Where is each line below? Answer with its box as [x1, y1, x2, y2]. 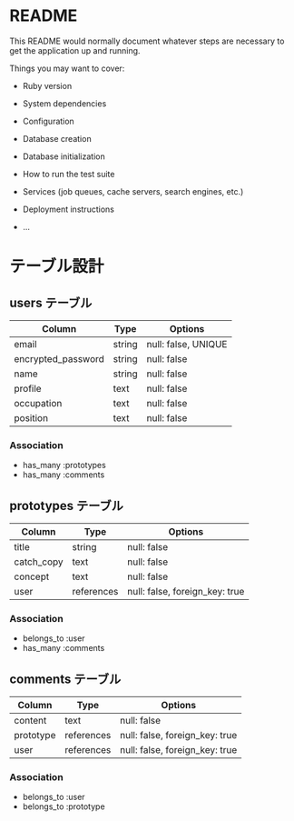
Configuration [22, 115, 74, 126]
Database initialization [22, 151, 106, 162]
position [14, 411, 48, 424]
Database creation [22, 133, 93, 144]
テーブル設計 [9, 256, 104, 277]
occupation [14, 396, 63, 409]
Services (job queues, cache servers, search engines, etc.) [22, 185, 244, 196]
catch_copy [14, 556, 64, 568]
